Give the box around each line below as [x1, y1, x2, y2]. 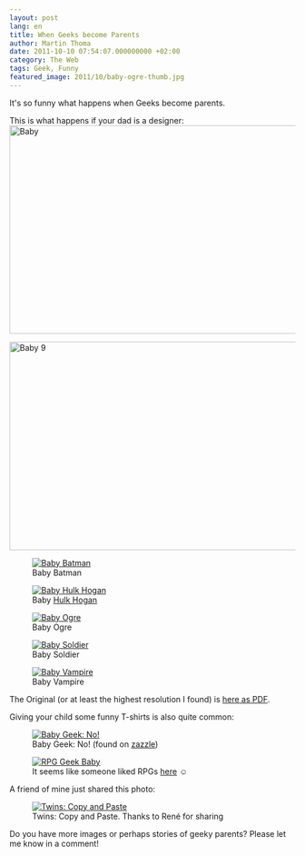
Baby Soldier [32, 649, 80, 660]
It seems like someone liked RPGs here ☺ [32, 765, 188, 777]
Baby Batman [32, 567, 83, 578]
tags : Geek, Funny [9, 65, 79, 74]
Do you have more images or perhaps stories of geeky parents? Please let [9, 828, 287, 839]
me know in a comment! [9, 838, 100, 849]
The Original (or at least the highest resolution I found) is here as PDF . [9, 693, 271, 704]
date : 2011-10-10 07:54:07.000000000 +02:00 [9, 47, 181, 56]
